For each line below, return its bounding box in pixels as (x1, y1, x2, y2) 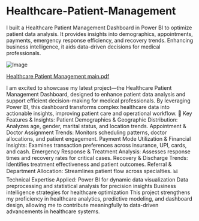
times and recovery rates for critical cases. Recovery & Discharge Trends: (6, 154, 188, 161)
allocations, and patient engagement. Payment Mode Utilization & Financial (6, 135, 191, 142)
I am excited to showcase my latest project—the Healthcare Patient (6, 84, 172, 91)
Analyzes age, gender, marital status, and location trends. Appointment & (6, 122, 187, 129)
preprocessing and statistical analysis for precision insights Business (6, 182, 176, 189)
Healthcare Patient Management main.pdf (6, 72, 110, 80)
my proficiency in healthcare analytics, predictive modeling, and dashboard (6, 195, 192, 202)
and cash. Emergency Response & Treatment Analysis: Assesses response (6, 148, 191, 155)
